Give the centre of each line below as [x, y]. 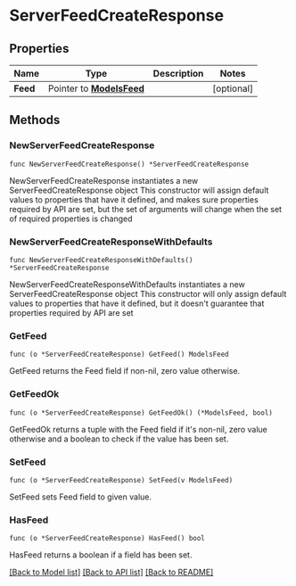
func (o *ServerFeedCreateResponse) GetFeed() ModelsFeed [119, 355]
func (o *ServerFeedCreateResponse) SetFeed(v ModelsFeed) [121, 480]
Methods [35, 120]
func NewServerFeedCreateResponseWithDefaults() [101, 260]
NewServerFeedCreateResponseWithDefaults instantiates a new [127, 284]
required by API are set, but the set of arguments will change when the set [146, 209]
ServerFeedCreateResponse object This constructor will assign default [139, 190]
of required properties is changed [71, 219]
